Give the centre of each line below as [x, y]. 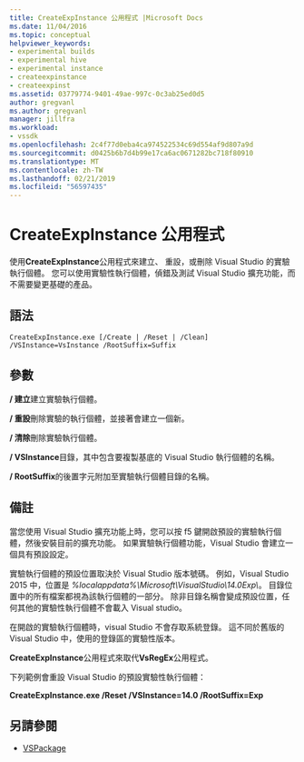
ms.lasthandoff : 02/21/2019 [63, 178]
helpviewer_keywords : [50, 43]
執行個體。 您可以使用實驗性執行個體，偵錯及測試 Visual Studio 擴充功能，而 [152, 273]
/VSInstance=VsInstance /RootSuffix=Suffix [93, 345]
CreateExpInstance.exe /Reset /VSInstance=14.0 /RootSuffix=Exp [137, 695]
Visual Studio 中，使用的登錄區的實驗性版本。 [95, 638]
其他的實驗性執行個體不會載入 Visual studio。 [102, 607]
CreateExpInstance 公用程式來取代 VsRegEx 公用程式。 [111, 657]
